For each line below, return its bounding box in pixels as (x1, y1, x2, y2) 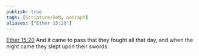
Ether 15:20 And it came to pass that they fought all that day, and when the (6, 37, 194, 44)
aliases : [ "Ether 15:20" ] (6, 20, 72, 26)
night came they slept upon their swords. (6, 43, 110, 50)
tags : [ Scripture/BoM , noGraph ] (6, 14, 88, 20)
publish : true (6, 8, 43, 15)
